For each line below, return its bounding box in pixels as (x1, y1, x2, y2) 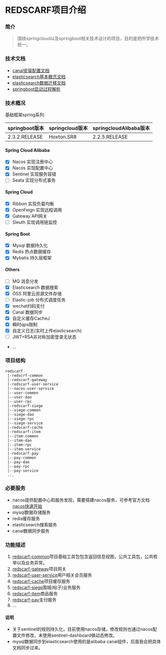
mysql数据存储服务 (12, 509, 51, 515)
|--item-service (7, 446, 41, 451)
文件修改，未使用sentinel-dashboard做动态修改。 (16, 632, 118, 638)
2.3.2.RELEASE (7, 133, 43, 140)
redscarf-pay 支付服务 (12, 597, 57, 603)
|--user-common (7, 390, 39, 395)
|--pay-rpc (7, 464, 30, 469)
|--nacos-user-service (7, 386, 54, 391)
